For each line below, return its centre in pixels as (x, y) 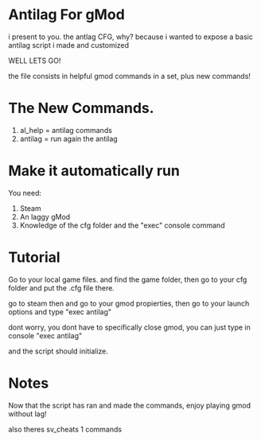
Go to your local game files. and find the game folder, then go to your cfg (128, 279)
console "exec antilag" (45, 335)
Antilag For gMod (66, 15)
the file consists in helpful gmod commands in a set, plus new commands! (129, 76)
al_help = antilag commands (66, 130)
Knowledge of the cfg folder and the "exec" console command (122, 225)
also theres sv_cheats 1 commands (65, 429)
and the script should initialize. (58, 351)
